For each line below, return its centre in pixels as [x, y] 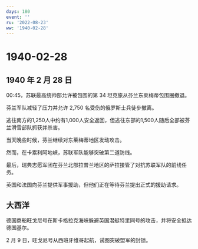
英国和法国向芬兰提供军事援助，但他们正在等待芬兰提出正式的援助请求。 [94, 185]
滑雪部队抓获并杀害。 [37, 127]
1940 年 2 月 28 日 [39, 80]
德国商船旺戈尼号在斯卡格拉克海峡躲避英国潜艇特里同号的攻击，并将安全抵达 [99, 220]
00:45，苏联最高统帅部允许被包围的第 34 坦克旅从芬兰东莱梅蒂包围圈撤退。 [98, 95]
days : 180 [18, 11]
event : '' [18, 17]
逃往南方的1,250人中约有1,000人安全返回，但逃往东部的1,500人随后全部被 [95, 120]
